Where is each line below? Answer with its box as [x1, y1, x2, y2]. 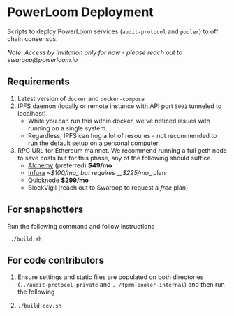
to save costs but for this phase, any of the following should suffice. [17, 153, 213, 162]
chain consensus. [7, 34, 58, 43]
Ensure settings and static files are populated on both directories [17, 273, 204, 281]
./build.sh [10, 235, 42, 243]
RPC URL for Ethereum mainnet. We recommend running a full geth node [17, 146, 227, 154]
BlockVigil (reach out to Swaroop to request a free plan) [27, 183, 189, 192]
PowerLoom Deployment [7, 4, 154, 20]
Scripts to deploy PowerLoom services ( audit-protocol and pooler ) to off [7, 27, 219, 36]
